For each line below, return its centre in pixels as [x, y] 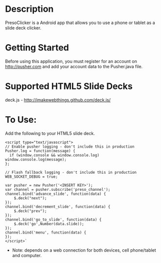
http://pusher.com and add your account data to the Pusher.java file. [74, 66]
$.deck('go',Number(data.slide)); [49, 224]
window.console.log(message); [36, 159]
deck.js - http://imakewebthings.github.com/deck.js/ [58, 100]
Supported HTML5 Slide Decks [69, 86]
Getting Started [37, 48]
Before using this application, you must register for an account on [71, 61]
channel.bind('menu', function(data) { [46, 232]
